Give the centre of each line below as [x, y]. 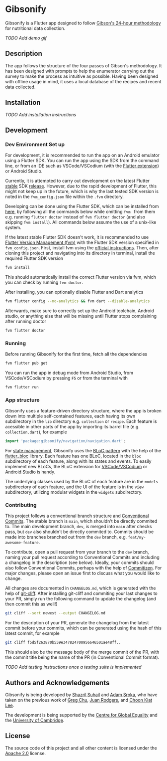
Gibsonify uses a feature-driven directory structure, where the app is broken [83, 411]
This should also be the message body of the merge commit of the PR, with [82, 652]
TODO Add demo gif [26, 38]
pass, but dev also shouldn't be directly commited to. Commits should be [80, 532]
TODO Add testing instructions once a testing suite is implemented [73, 667]
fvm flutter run [22, 387]
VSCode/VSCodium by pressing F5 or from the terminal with [67, 378]
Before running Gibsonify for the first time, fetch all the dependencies [76, 354]
